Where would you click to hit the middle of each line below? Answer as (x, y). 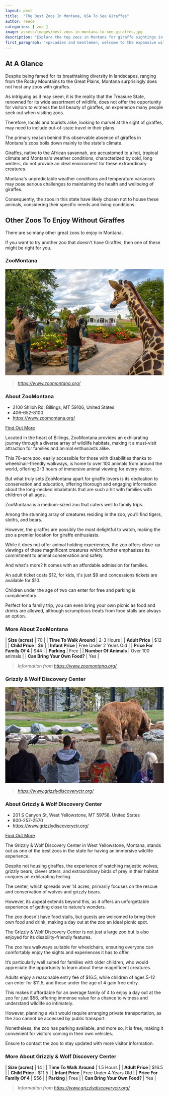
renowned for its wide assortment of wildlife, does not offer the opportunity (83, 102)
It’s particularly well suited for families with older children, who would (77, 962)
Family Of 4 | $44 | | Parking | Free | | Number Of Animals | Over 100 (77, 651)
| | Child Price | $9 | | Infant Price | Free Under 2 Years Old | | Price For (79, 646)
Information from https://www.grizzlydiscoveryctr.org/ (74, 1088)
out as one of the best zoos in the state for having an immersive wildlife (79, 851)
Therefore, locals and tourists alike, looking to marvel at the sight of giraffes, (84, 122)
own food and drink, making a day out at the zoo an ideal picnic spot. (77, 922)
